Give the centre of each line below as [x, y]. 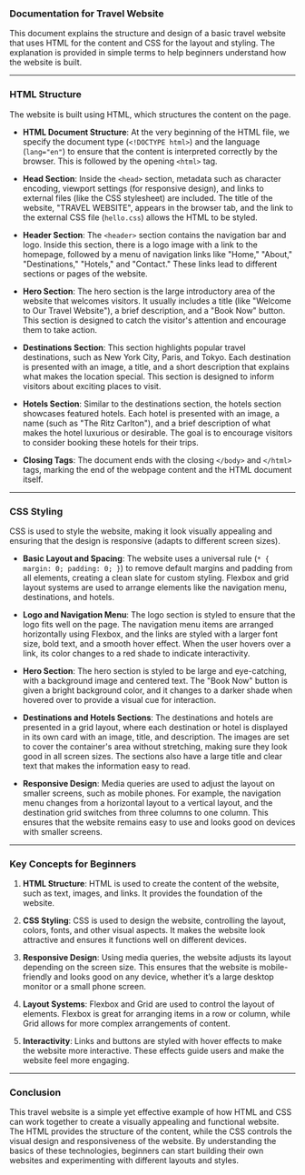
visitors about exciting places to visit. [92, 386]
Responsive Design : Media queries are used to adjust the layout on [148, 783]
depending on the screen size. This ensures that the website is [140, 968]
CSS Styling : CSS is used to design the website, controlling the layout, [154, 920]
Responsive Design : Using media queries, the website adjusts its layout [157, 958]
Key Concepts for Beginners [73, 864]
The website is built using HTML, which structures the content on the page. [150, 114]
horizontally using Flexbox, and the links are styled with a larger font [150, 634]
